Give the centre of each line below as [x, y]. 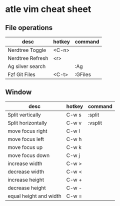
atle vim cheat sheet [48, 9]
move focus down [29, 155]
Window [18, 92]
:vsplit [95, 122]
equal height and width [34, 196]
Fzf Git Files [22, 74]
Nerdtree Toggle [27, 50]
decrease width [26, 171]
